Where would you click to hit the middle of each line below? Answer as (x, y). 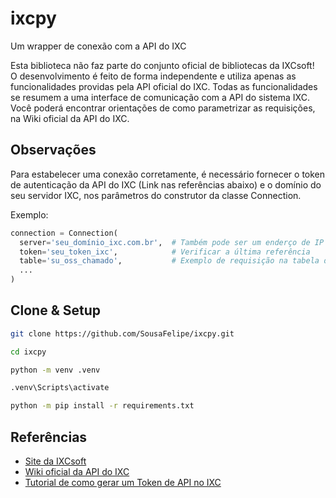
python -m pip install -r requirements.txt (102, 406)
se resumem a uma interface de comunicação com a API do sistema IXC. (160, 97)
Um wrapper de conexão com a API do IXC (98, 46)
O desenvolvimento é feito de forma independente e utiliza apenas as (153, 76)
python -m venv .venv (55, 370)
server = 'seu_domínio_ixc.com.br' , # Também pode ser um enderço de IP (172, 242)
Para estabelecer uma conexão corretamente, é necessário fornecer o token (168, 174)
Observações (53, 150)
